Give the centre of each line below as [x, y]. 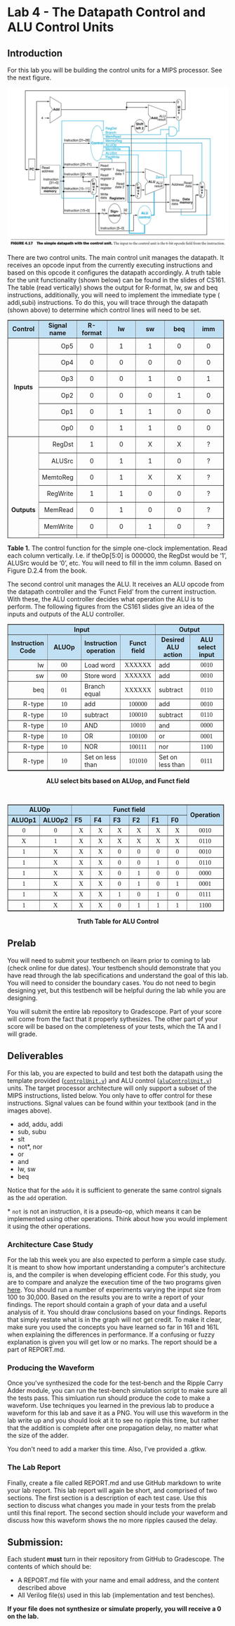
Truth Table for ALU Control [118, 921]
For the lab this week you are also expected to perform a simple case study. [117, 1259]
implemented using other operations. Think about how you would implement [117, 1218]
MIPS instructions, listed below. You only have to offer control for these [110, 1095]
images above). [29, 1111]
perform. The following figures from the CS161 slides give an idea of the [111, 606]
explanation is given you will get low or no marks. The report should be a [112, 1342]
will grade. [22, 1034]
